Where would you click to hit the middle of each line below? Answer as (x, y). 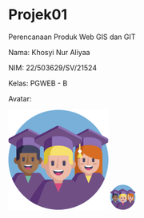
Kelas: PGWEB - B (38, 83)
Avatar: (20, 98)
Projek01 (38, 15)
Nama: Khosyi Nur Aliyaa (49, 52)
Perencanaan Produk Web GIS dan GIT (72, 37)
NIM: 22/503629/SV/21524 (53, 67)
